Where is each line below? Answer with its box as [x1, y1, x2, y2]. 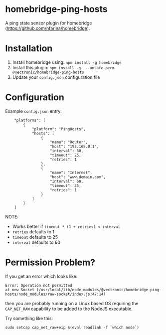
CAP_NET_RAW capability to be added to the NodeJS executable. [5, 306, 133, 312]
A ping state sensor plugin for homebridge [5, 20, 92, 26]
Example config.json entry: [5, 108, 62, 114]
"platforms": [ [14, 118, 46, 123]
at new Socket [5, 287, 35, 292]
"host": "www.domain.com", [49, 174, 106, 179]
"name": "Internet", [49, 170, 93, 175]
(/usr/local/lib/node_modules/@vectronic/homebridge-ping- [36, 287, 162, 292]
